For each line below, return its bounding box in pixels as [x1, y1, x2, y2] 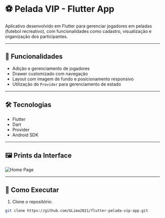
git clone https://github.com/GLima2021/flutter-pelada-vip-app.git [5, 208, 148, 214]
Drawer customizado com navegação [12, 70, 88, 76]
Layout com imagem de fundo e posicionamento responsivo [12, 76, 134, 82]
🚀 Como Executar [5, 186, 59, 194]
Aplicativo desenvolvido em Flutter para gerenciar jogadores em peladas [5, 23, 152, 29]
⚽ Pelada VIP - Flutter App [5, 3, 114, 15]
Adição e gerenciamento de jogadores [12, 65, 90, 71]
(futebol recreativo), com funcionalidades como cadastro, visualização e [5, 28, 152, 34]
